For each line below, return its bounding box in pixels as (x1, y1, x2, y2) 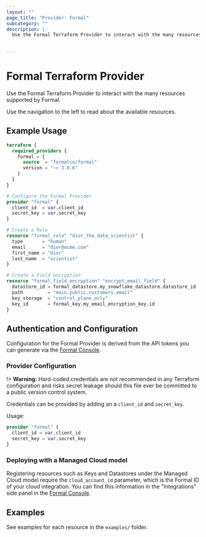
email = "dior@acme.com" (12, 244, 89, 250)
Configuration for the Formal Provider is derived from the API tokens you (6, 340, 189, 347)
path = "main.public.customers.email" (12, 289, 133, 295)
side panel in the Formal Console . (6, 489, 91, 497)
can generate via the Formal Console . (6, 346, 101, 353)
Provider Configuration (6, 361, 77, 370)
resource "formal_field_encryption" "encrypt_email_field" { (6, 278, 166, 284)
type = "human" (12, 238, 67, 244)
